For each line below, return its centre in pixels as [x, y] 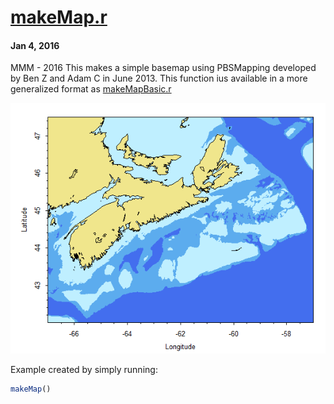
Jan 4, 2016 [35, 45]
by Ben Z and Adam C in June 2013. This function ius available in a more [159, 78]
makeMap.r [59, 17]
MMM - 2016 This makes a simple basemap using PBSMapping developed [163, 68]
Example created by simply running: [84, 370]
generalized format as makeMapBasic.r [91, 89]
